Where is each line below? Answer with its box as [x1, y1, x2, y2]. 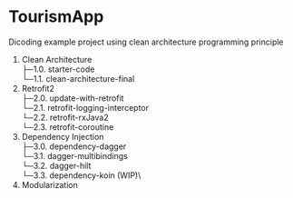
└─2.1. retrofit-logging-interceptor [21, 102, 149, 113]
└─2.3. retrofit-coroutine [21, 121, 114, 133]
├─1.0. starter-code [21, 64, 95, 74]
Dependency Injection [21, 131, 104, 142]
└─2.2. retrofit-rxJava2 [21, 112, 110, 123]
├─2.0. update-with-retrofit [21, 93, 124, 104]
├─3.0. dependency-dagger [21, 141, 127, 152]
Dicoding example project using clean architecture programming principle [8, 36, 284, 47]
